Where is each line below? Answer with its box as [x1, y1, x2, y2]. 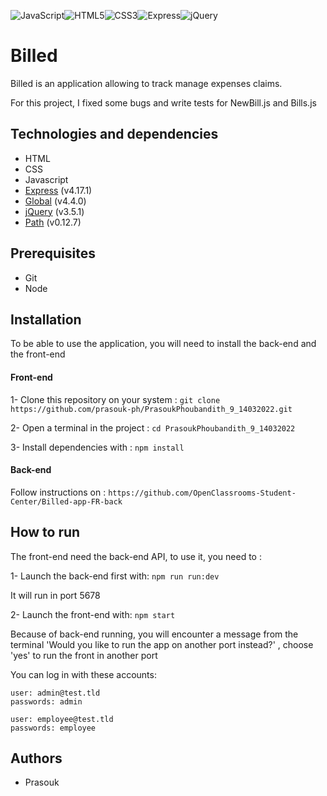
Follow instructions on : [10, 486, 107, 498]
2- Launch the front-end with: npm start [10, 608, 176, 620]
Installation [10, 311, 82, 328]
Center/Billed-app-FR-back [10, 496, 123, 507]
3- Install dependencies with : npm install [10, 441, 185, 453]
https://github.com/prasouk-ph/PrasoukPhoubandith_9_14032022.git [10, 404, 293, 414]
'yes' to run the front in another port [10, 649, 158, 661]
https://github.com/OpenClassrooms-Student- [108, 488, 297, 498]
